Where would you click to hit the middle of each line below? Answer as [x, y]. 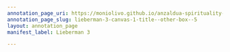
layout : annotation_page [42, 26]
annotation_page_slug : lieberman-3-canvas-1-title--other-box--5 [102, 20]
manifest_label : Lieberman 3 [49, 32]
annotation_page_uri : [38, 13]
